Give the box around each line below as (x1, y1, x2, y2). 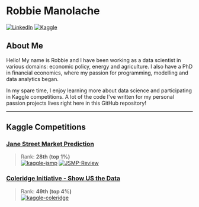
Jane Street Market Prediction (6, 140, 95, 148)
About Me (6, 41, 43, 51)
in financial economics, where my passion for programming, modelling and (6, 69, 188, 76)
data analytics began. (6, 75, 59, 82)
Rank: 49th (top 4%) (20, 187, 72, 195)
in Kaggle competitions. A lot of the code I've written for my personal (6, 93, 175, 100)
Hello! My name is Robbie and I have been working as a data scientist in (6, 56, 181, 63)
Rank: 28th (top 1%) (20, 153, 70, 160)
